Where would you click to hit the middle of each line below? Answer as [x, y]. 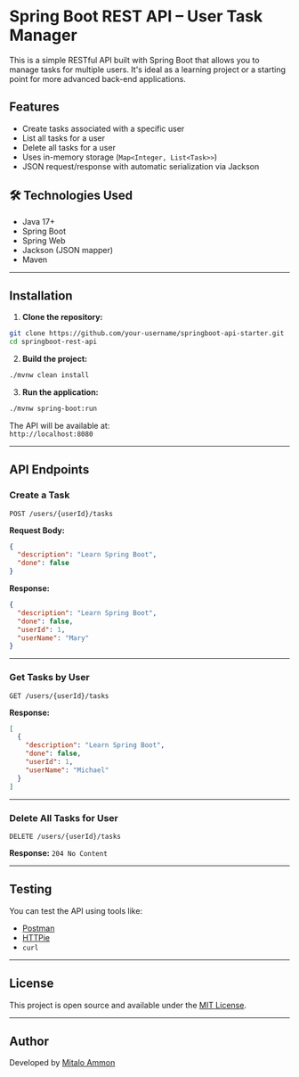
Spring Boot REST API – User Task [136, 16]
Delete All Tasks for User [64, 818]
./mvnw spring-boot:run [53, 408]
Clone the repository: [62, 317]
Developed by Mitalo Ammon [62, 1063]
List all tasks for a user [63, 138]
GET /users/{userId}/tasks [59, 696]
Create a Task [40, 495]
